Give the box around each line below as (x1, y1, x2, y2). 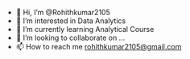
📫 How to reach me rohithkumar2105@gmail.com (15, 42, 182, 51)
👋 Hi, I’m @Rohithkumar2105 (15, 8, 110, 17)
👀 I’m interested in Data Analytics (15, 16, 126, 26)
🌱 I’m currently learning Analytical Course (15, 25, 155, 33)
